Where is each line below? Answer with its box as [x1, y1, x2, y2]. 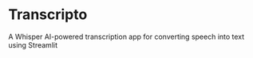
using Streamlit [8, 40, 58, 49]
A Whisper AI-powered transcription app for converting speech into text [8, 32, 245, 41]
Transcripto [8, 6, 88, 24]
